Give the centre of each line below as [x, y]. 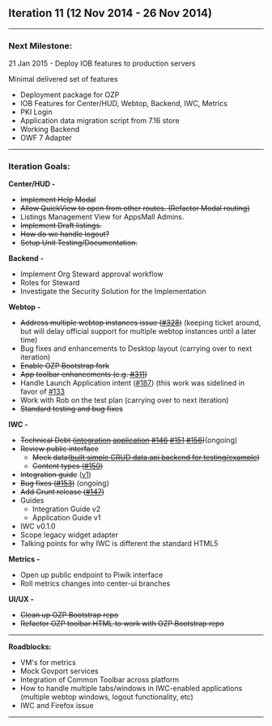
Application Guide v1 [66, 518]
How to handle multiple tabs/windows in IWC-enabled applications [131, 689]
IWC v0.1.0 [38, 527]
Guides [32, 501]
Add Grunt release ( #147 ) [62, 492]
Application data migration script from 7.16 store [100, 121]
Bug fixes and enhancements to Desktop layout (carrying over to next [136, 348]
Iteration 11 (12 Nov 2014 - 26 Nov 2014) [110, 13]
